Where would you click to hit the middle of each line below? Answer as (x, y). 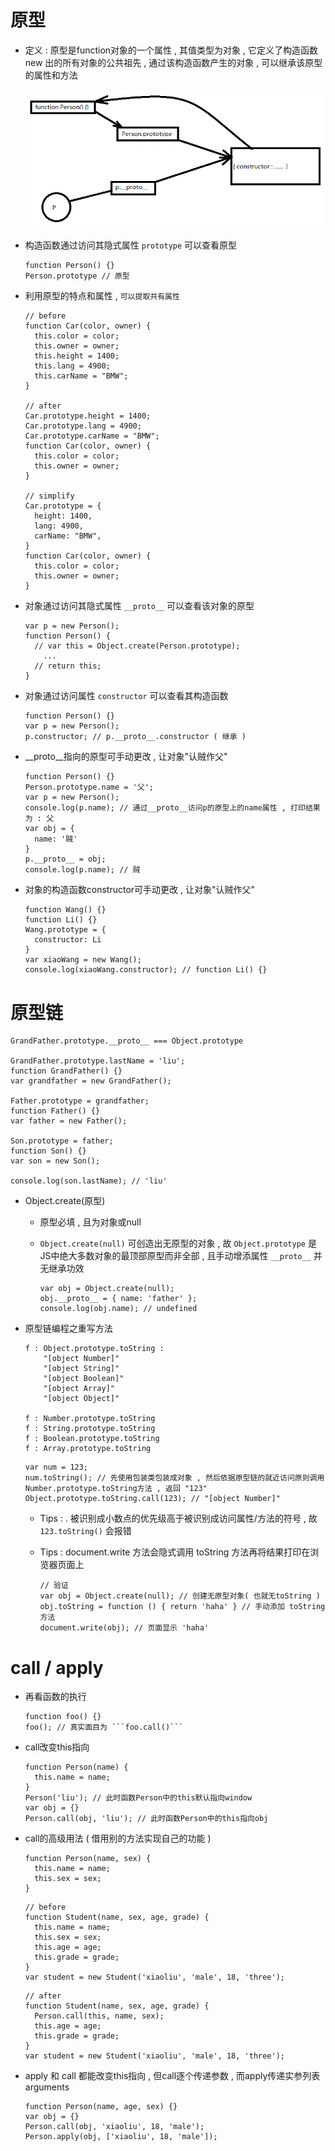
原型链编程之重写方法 (68, 1328)
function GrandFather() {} (66, 1071)
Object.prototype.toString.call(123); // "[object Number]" (152, 1499)
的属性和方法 (51, 75)
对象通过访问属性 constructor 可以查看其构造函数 (126, 696)
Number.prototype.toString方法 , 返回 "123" (116, 1489)
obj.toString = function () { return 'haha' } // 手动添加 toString (182, 1607)
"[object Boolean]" (84, 1379)
